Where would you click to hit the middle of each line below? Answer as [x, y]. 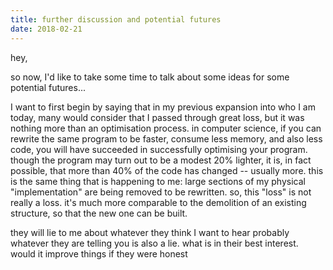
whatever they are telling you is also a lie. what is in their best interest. [154, 243]
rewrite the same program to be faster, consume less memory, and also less [166, 138]
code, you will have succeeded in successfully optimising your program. [159, 149]
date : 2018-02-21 [46, 29]
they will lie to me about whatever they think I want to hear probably [150, 232]
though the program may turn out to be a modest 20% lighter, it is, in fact [161, 160]
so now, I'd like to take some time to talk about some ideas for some [150, 77]
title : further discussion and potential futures [116, 19]
